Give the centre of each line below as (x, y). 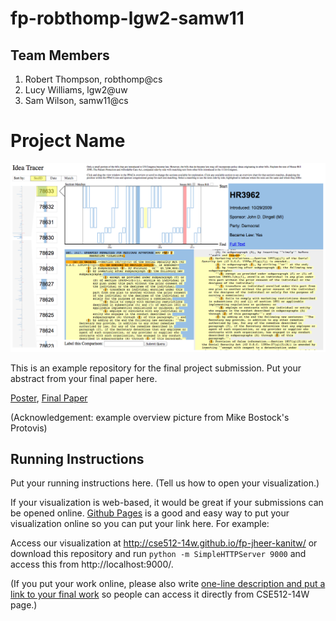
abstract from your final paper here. (84, 378)
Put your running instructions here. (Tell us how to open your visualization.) (165, 483)
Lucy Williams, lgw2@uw (76, 90)
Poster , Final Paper (49, 398)
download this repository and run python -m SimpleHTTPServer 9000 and (158, 554)
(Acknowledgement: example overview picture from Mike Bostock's (150, 417)
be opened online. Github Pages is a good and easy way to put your (150, 513)
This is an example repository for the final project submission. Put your (156, 368)
